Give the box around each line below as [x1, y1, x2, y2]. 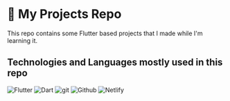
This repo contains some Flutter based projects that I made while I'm [7, 29, 203, 37]
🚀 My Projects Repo [7, 6, 122, 22]
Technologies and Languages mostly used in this [7, 57, 223, 68]
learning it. [7, 36, 38, 44]
